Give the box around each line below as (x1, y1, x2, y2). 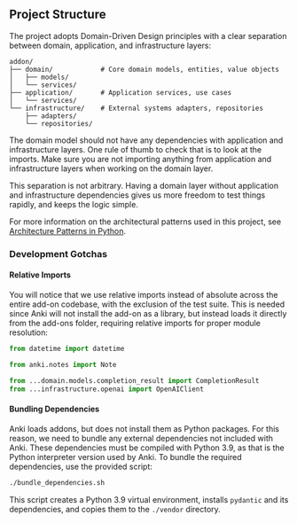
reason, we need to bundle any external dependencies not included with (9, 433, 273, 443)
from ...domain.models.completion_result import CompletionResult (9, 376, 260, 385)
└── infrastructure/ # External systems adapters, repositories (9, 104, 264, 113)
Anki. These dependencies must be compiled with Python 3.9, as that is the (9, 442, 285, 453)
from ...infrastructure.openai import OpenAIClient (9, 385, 204, 394)
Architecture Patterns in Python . (9, 225, 127, 236)
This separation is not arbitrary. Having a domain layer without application (9, 180, 279, 191)
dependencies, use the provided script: (9, 461, 152, 472)
